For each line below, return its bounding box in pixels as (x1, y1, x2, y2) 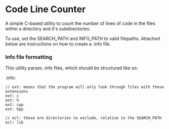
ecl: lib (5, 120, 24, 125)
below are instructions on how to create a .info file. (5, 40, 111, 47)
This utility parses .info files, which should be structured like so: (5, 65, 138, 71)
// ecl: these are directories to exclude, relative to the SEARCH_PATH (5, 115, 162, 121)
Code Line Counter (5, 4, 86, 15)
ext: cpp (5, 102, 24, 107)
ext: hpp (5, 107, 24, 112)
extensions (5, 89, 28, 94)
